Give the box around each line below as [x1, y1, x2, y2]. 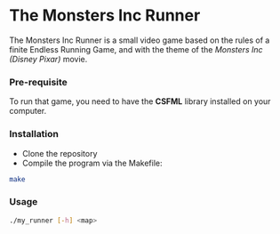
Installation [9, 128, 60, 141]
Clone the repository [21, 148, 98, 158]
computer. [9, 106, 47, 117]
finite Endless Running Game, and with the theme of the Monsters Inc [9, 44, 263, 54]
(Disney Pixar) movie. [9, 53, 88, 64]
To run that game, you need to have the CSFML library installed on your [9, 96, 271, 107]
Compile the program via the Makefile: [21, 157, 163, 168]
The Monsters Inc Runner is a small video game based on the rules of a [9, 35, 270, 45]
